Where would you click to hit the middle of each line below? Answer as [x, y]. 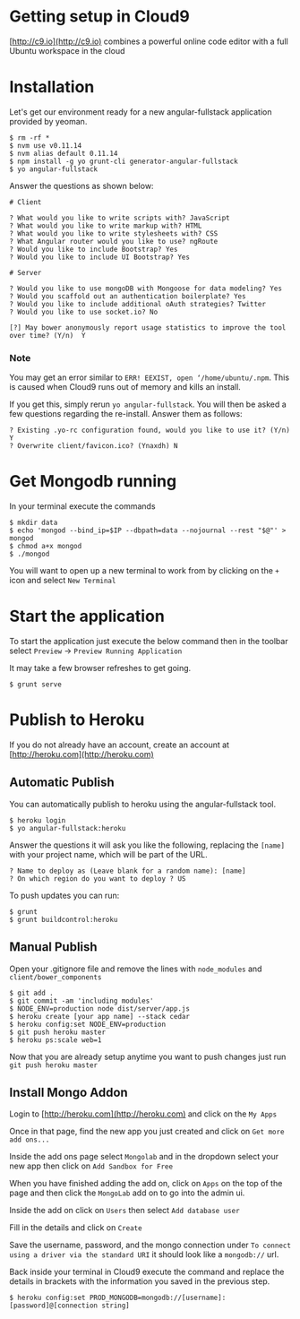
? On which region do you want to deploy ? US [98, 879]
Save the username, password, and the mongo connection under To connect [150, 1245]
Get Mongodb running [93, 482]
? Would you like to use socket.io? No [84, 312]
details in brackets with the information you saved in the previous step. [140, 1281]
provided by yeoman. [48, 121]
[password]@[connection [54, 1306]
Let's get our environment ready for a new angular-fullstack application [141, 112]
